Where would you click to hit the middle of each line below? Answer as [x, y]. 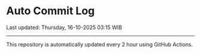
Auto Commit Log [51, 11]
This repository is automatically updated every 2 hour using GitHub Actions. [100, 44]
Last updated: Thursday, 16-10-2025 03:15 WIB [64, 27]
